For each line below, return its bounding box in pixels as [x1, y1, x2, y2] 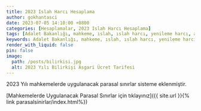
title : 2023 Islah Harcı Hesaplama [6, 8, 95, 15]
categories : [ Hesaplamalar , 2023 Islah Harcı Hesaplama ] [6, 25, 151, 32]
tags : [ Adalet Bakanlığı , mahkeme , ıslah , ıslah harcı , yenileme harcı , [6, 31, 191, 37]
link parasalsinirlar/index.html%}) [6, 98, 88, 106]
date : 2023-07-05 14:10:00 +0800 [6, 20, 90, 26]
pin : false [6, 48, 33, 54]
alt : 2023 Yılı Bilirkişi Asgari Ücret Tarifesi [11, 64, 135, 70]
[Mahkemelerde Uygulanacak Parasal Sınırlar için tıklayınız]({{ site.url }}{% [6, 92, 190, 99]
